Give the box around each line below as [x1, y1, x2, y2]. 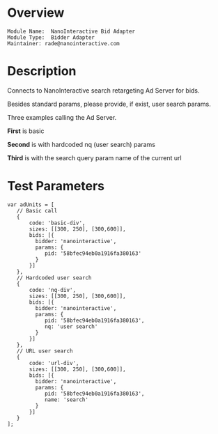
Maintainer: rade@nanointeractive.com [7, 40, 120, 47]
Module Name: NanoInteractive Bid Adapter [7, 28, 136, 35]
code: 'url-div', [29, 359, 79, 366]
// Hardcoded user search [16, 274, 92, 281]
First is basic [7, 127, 45, 135]
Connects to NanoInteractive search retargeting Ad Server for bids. [7, 86, 200, 95]
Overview [7, 5, 65, 21]
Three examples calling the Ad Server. [7, 113, 117, 121]
